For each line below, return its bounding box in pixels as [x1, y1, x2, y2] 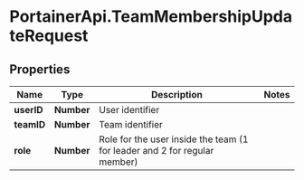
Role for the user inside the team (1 [99, 133, 249, 146]
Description [150, 89, 204, 100]
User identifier [99, 104, 160, 116]
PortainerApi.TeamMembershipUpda [9, 6, 292, 27]
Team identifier [99, 118, 163, 130]
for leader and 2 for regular [99, 145, 214, 156]
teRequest [9, 25, 89, 46]
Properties [9, 62, 71, 77]
